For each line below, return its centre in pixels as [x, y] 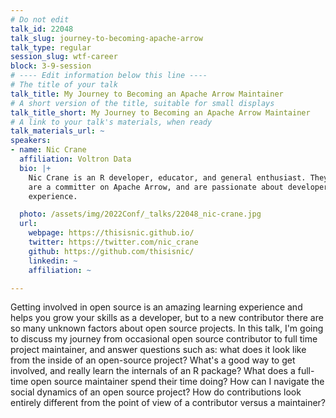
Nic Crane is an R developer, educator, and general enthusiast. [167, 177]
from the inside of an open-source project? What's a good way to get [153, 360]
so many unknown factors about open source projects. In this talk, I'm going [167, 328]
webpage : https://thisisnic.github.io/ [111, 233]
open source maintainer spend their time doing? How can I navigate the [177, 382]
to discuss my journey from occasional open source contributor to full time [164, 339]
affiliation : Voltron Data [75, 159]
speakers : [31, 141]
